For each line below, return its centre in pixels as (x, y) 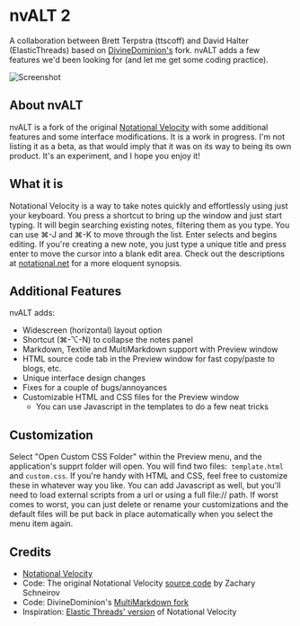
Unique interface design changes (84, 378)
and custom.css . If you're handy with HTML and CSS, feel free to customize (149, 476)
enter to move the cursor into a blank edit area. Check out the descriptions (147, 254)
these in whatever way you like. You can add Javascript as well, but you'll (145, 486)
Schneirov (41, 593)
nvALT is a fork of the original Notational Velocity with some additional (139, 127)
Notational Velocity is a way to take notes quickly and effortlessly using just (149, 206)
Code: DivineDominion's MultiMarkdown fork (105, 602)
